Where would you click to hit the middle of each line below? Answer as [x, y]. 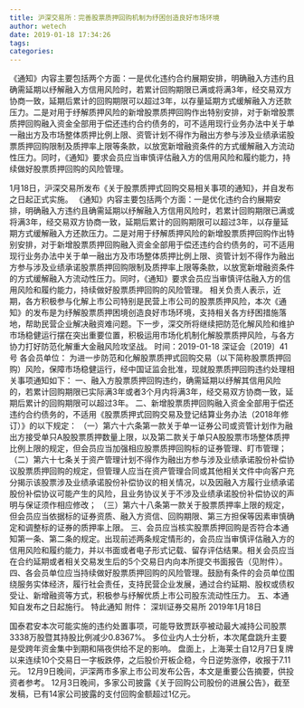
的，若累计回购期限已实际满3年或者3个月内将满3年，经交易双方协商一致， [147, 392]
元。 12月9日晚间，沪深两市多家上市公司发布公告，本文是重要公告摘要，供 [148, 672]
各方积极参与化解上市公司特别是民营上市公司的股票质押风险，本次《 [152, 301]
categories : [32, 52]
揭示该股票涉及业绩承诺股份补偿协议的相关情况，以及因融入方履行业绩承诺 [156, 483]
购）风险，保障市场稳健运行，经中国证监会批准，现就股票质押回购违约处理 [148, 369]
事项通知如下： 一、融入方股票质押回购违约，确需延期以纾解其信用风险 [149, 380]
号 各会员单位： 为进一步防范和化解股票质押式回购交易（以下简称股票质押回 [150, 358]
